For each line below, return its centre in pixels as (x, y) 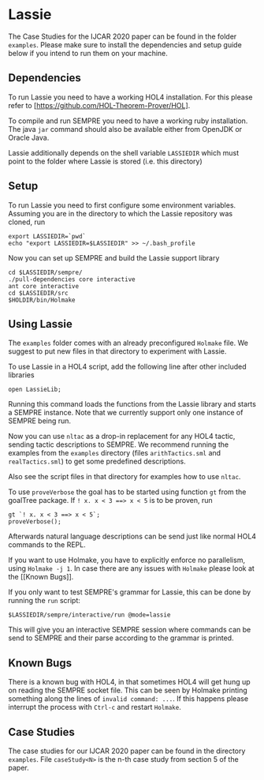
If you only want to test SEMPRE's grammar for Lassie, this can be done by (130, 592)
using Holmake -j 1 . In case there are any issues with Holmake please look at (131, 568)
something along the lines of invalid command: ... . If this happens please (128, 699)
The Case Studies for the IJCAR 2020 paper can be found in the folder (123, 36)
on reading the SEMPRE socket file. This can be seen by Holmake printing (128, 690)
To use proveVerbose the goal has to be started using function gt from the (127, 492)
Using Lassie (40, 324)
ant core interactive (44, 286)
